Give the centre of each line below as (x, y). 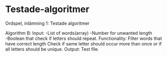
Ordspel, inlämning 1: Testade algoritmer (47, 23)
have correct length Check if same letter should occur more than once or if (83, 43)
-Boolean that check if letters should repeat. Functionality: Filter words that (84, 38)
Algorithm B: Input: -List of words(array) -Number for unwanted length (79, 33)
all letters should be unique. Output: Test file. (52, 49)
